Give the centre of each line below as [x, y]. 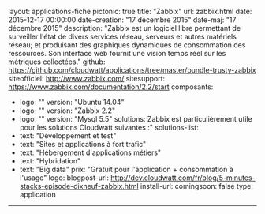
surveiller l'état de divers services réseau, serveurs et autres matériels [122, 36]
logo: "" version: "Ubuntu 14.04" [72, 102]
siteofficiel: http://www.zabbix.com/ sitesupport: [87, 79]
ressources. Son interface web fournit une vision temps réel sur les [117, 53]
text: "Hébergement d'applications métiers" [90, 152]
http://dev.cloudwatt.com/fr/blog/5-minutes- [183, 178]
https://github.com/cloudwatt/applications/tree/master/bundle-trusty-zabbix [132, 70]
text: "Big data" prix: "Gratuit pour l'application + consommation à [127, 169]
